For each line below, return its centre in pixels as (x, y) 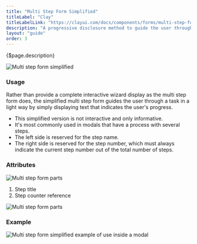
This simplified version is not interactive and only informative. (89, 118)
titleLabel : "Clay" (30, 17)
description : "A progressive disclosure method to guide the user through (99, 28)
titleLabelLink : (26, 22)
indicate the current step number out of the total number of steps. (94, 150)
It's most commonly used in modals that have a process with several (97, 125)
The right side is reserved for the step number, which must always (94, 144)
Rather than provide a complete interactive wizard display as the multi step (96, 95)
